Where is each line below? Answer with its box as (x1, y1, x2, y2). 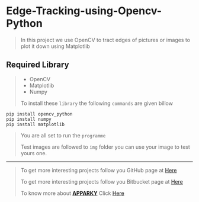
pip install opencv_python (6, 111, 73, 117)
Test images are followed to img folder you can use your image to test (20, 143, 191, 150)
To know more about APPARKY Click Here (20, 190, 124, 197)
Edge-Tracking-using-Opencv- (6, 4, 162, 18)
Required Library (6, 60, 69, 70)
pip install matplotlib (6, 121, 65, 127)
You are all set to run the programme (20, 132, 106, 139)
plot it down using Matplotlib (20, 43, 91, 50)
